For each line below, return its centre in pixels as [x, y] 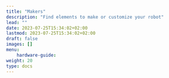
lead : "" [17, 22]
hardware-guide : [37, 55]
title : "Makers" [26, 11]
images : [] [19, 45]
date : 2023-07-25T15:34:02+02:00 [47, 28]
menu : [13, 50]
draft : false [22, 39]
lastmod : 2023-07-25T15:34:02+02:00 [51, 33]
